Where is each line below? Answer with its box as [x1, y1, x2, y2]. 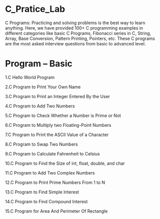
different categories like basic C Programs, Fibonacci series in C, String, [5, 30, 151, 36]
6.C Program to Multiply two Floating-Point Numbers [5, 122, 112, 128]
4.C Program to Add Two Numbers [5, 103, 75, 109]
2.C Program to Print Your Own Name [5, 84, 81, 90]
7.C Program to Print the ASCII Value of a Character [5, 132, 109, 138]
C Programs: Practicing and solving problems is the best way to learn [5, 20, 146, 26]
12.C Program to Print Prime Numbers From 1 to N [5, 179, 105, 185]
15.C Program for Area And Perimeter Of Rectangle [5, 208, 108, 214]
